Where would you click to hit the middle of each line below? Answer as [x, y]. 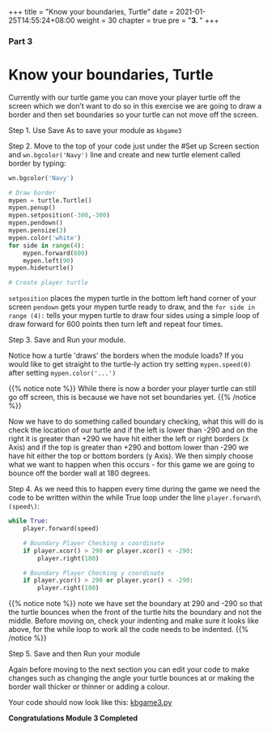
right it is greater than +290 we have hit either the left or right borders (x [129, 439]
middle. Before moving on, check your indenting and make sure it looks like [134, 621]
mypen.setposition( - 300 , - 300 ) [59, 215]
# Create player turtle [49, 283]
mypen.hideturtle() [41, 268]
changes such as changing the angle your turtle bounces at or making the [132, 678]
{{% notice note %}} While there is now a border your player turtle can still [132, 389]
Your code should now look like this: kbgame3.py [90, 703]
